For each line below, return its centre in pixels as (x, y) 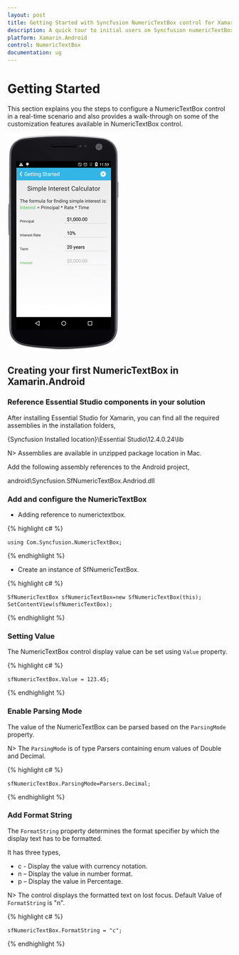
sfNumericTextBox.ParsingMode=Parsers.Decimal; (79, 784)
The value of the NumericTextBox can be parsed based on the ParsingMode (117, 727)
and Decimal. (27, 756)
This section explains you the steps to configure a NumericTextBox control (116, 108)
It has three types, (34, 852)
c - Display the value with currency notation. (83, 866)
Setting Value (31, 636)
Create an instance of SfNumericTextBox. (78, 569)
